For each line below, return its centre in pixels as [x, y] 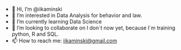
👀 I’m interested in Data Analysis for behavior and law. [77, 15]
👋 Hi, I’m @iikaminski [37, 9]
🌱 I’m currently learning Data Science [57, 21]
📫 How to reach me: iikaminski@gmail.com [64, 41]
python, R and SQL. [35, 34]
